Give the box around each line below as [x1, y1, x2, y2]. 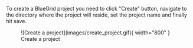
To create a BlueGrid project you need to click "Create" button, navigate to [6, 5, 187, 12]
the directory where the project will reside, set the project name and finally [6, 11, 188, 18]
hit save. [6, 18, 27, 24]
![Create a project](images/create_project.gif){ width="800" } [21, 29, 170, 36]
